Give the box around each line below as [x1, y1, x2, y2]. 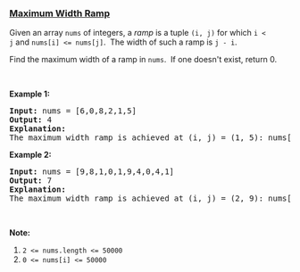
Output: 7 [9, 176, 52, 185]
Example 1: [9, 88, 51, 100]
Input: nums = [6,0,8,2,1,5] [9, 106, 137, 116]
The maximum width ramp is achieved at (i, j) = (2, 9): [9, 194, 264, 203]
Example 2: [9, 150, 52, 161]
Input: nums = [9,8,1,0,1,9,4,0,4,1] [9, 167, 175, 177]
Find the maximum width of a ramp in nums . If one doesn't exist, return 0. [9, 54, 278, 65]
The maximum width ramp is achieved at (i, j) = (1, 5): [9, 133, 264, 143]
